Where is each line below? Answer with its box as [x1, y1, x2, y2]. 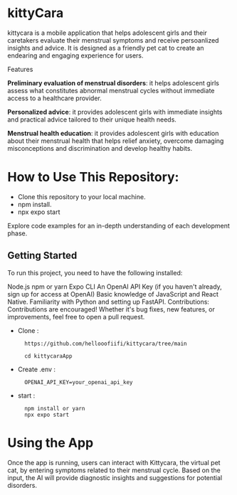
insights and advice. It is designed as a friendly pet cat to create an [7, 43, 204, 52]
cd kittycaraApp [24, 352, 73, 360]
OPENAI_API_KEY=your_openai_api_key [24, 378, 133, 385]
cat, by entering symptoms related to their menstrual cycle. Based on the [7, 466, 221, 474]
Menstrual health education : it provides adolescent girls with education [7, 129, 219, 137]
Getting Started [7, 250, 78, 262]
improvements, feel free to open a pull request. [7, 312, 145, 321]
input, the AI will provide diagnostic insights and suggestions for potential [7, 473, 223, 481]
